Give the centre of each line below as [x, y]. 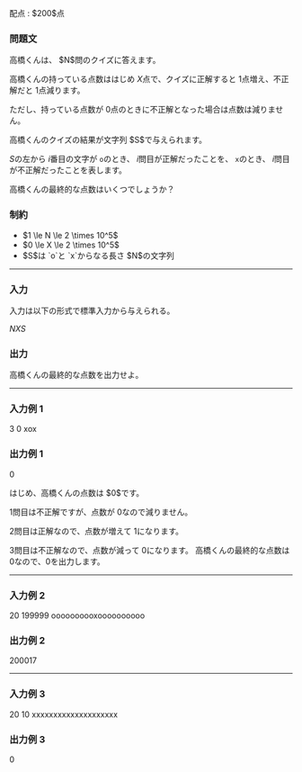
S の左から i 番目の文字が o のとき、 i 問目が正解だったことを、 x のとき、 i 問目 [150, 159]
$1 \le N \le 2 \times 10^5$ [70, 235]
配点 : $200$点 [37, 13]
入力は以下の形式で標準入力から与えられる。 [92, 310]
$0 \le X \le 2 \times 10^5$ [71, 245]
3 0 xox [23, 429]
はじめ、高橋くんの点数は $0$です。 [77, 492]
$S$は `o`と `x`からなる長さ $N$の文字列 [98, 256]
